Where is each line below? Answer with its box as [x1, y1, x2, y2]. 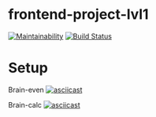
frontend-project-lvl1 [8, 5, 149, 24]
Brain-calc [8, 100, 42, 109]
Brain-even [8, 85, 45, 94]
